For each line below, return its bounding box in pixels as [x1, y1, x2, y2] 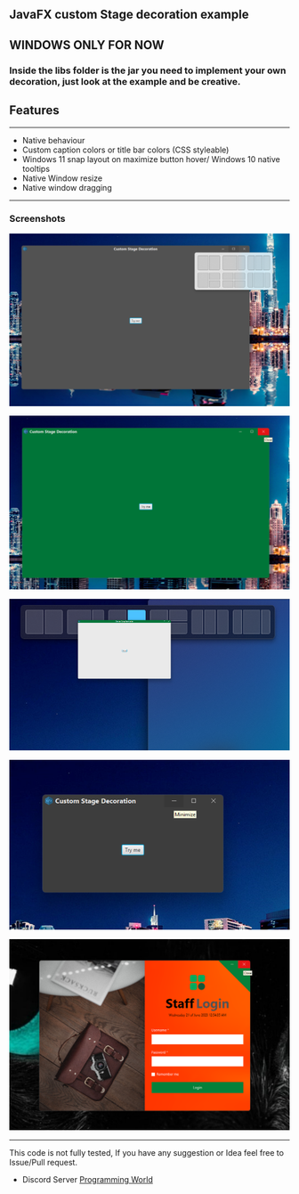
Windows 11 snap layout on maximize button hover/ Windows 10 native [21, 153, 280, 164]
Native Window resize [21, 173, 103, 184]
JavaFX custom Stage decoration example [9, 7, 249, 22]
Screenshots [9, 213, 66, 225]
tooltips [21, 163, 51, 174]
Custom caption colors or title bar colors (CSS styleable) [21, 144, 230, 155]
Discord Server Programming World [21, 1174, 153, 1184]
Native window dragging [21, 182, 113, 192]
